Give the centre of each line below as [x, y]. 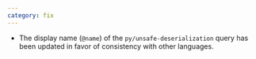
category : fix [31, 15]
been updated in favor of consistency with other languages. [117, 46]
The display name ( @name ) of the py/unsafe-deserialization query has [134, 38]
